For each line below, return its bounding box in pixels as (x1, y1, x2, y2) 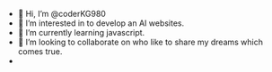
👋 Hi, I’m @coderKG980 (17, 9, 106, 19)
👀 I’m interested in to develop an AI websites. (17, 18, 185, 28)
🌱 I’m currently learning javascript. (17, 28, 145, 37)
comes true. (17, 46, 63, 57)
